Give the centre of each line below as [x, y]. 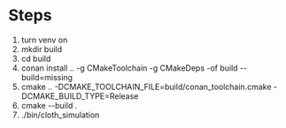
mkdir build [42, 49]
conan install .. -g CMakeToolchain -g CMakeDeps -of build [129, 68]
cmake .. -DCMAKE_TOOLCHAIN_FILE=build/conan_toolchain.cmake [146, 87]
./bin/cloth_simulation [60, 115]
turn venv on [44, 40]
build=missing [46, 77]
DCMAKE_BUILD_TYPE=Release [80, 96]
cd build [36, 58]
